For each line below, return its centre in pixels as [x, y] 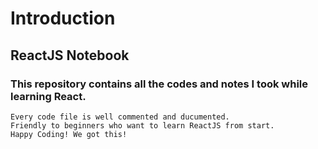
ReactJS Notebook [70, 55]
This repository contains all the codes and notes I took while [159, 84]
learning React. [48, 96]
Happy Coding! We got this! [69, 134]
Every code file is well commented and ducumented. [120, 117]
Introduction [63, 18]
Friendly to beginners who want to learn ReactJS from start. [142, 125]
